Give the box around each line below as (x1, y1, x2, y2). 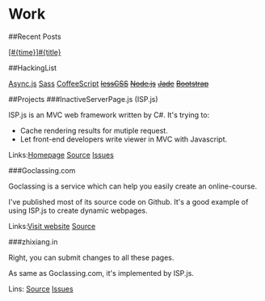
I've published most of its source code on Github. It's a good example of (8, 197, 249, 206)
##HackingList (8, 62, 57, 73)
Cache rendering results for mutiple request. (19, 125, 168, 135)
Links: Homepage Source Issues (8, 150, 115, 159)
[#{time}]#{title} (8, 47, 62, 57)
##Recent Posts (8, 32, 62, 41)
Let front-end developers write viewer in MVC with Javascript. (19, 134, 228, 144)
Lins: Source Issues (8, 284, 74, 294)
